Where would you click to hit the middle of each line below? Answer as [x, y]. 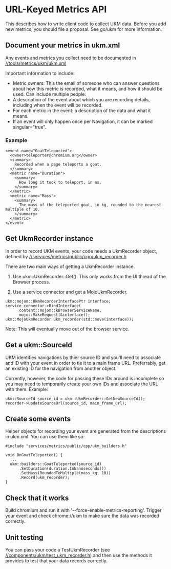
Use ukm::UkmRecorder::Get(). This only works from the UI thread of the [89, 276]
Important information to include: [40, 73]
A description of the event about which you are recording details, [81, 99]
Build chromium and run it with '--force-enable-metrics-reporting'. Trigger [84, 510]
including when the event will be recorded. [58, 105]
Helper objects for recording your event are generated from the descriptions [86, 431]
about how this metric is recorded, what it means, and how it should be [88, 88]
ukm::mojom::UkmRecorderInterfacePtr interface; [58, 301]
